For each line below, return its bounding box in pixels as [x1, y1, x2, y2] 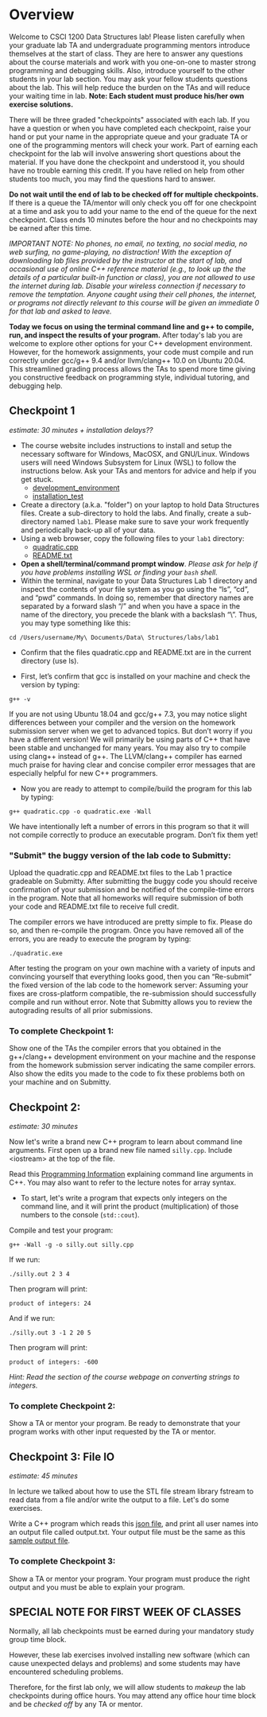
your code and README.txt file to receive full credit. [9, 901, 180, 912]
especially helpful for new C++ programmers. [9, 768, 158, 777]
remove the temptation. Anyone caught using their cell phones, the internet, [9, 289, 257, 299]
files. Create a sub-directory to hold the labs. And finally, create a [20, 508, 235, 518]
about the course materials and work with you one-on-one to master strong [9, 57, 257, 67]
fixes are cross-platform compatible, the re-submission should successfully [9, 989, 257, 999]
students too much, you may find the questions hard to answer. [9, 173, 216, 184]
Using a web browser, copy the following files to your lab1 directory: [20, 533, 245, 543]
